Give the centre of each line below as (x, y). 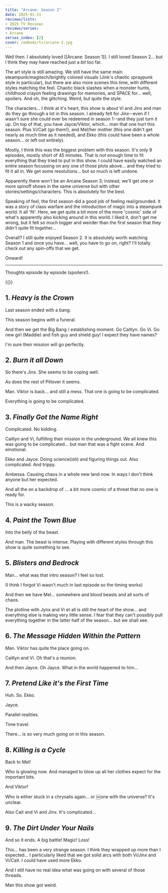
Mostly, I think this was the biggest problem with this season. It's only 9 (79, 150)
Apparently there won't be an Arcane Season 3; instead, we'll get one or (79, 181)
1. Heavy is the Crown (39, 298)
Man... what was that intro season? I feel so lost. (55, 575)
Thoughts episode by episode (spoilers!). (47, 272)
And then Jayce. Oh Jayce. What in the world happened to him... (72, 667)
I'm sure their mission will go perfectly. (45, 344)
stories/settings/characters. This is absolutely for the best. (65, 192)
